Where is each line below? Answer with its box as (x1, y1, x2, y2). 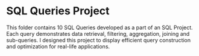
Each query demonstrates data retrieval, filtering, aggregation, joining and (6, 30, 190, 37)
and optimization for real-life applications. (6, 43, 110, 50)
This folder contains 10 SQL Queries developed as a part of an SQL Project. (6, 24, 193, 31)
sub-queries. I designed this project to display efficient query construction (6, 36, 191, 43)
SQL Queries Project (6, 4, 110, 18)
